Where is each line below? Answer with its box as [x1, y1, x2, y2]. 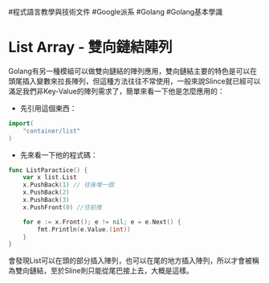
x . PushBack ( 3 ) [22, 196, 70, 204]
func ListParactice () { [8, 166, 88, 174]
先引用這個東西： [19, 103, 77, 113]
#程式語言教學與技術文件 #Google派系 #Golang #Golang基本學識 [8, 7, 223, 16]
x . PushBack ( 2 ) [22, 188, 70, 197]
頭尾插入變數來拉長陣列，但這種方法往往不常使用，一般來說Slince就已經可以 [8, 76, 261, 86]
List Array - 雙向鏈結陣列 [8, 39, 173, 56]
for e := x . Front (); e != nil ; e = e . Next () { [22, 218, 181, 226]
